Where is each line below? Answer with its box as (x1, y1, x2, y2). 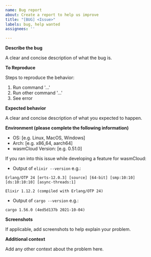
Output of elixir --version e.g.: (12, 165, 81, 171)
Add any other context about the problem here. (5, 246, 104, 252)
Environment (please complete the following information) (5, 125, 129, 131)
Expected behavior (5, 105, 46, 111)
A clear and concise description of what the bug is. (5, 55, 112, 61)
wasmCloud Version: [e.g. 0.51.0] (12, 146, 82, 152)
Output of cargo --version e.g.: (12, 197, 79, 204)
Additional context (5, 236, 46, 242)
